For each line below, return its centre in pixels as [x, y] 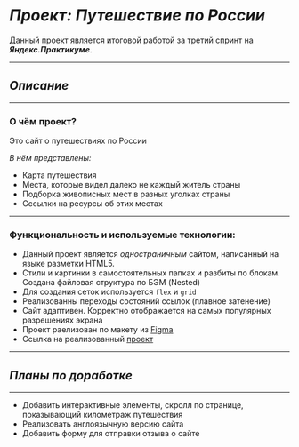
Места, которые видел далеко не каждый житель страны [131, 185]
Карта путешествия [59, 175]
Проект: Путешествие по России [137, 16]
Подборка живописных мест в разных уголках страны [126, 194]
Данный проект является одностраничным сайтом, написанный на [150, 254]
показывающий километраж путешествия [102, 415]
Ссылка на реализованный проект [88, 339]
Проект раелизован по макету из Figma [97, 330]
